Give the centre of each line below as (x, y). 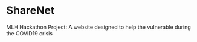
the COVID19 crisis (30, 33)
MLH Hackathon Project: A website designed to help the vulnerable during (99, 27)
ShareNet (31, 10)
